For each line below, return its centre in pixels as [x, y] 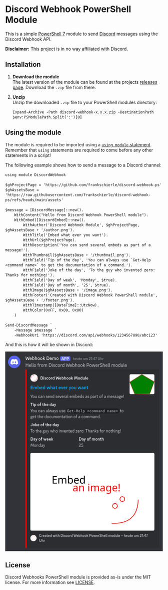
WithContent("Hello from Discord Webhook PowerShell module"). [81, 215]
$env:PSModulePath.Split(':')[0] [47, 117]
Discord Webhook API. [28, 39]
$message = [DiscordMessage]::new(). [44, 210]
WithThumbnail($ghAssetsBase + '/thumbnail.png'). [77, 255]
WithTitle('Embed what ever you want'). [66, 235]
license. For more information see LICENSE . [50, 582]
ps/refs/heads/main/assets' [34, 200]
